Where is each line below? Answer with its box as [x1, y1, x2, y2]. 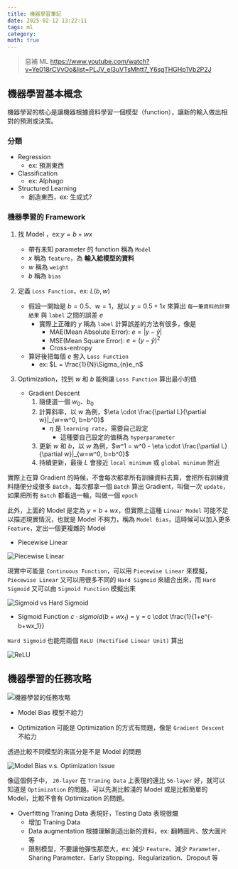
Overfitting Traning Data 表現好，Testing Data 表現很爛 [17, 809, 179, 817]
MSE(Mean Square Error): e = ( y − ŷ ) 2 [49, 335, 161, 345]
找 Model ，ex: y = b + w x [17, 230, 92, 238]
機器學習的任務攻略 [7, 673, 92, 685]
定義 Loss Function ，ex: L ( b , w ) [17, 286, 110, 295]
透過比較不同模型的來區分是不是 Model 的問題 [7, 747, 142, 755]
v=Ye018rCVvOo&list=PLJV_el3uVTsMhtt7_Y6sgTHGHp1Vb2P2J [24, 65, 212, 74]
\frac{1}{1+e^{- [169, 612, 213, 620]
